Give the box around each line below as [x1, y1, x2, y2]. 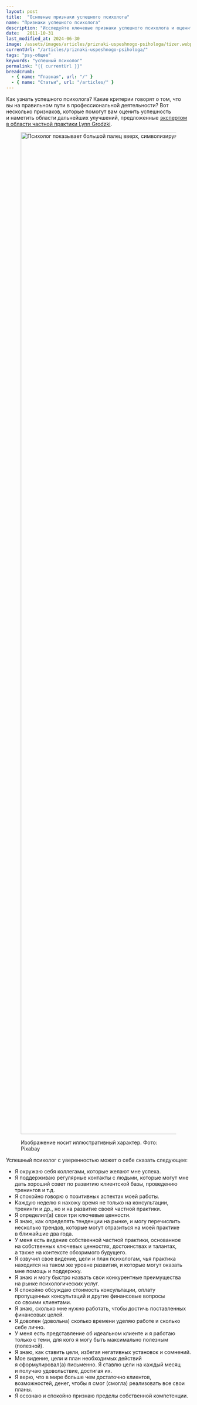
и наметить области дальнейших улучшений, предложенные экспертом [6, 114, 188, 121]
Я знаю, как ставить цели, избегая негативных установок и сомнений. [14, 1349, 191, 1355]
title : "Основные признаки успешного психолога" [6, 14, 130, 20]
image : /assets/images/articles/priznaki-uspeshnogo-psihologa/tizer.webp [6, 42, 193, 47]
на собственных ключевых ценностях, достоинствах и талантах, [14, 1243, 177, 1250]
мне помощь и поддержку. [14, 1268, 82, 1274]
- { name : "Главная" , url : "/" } [11, 74, 93, 80]
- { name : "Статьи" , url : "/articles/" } [11, 80, 114, 86]
